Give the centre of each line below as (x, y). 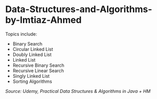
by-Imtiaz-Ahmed (43, 20)
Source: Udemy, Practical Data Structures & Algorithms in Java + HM (78, 91)
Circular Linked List (33, 49)
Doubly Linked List (32, 55)
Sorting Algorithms (32, 81)
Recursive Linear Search (38, 70)
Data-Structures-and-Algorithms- (79, 9)
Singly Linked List (31, 76)
